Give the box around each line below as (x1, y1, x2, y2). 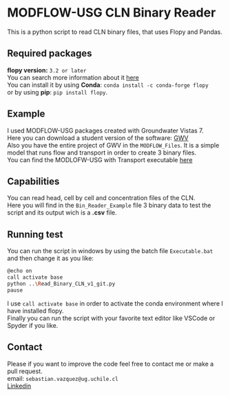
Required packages (7, 48, 92, 59)
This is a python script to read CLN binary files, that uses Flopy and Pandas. (7, 28, 222, 36)
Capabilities (7, 175, 60, 187)
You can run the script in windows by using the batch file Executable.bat (7, 247, 213, 255)
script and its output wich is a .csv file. (7, 208, 117, 217)
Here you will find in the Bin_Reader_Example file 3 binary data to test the (7, 201, 211, 210)
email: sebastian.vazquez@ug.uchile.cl (7, 374, 118, 382)
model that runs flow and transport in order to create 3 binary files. (7, 148, 197, 157)
